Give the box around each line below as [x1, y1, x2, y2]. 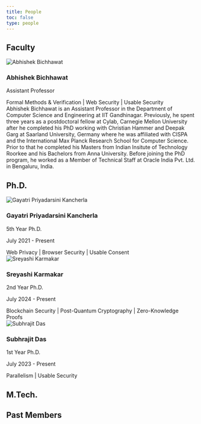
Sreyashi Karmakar [6, 270, 64, 278]
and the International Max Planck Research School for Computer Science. [6, 137, 188, 145]
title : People [6, 8, 42, 15]
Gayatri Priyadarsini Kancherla [6, 212, 98, 220]
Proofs [6, 313, 23, 320]
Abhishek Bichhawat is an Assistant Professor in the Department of [6, 105, 173, 112]
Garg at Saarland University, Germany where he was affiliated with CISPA [6, 131, 188, 138]
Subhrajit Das [6, 335, 47, 343]
